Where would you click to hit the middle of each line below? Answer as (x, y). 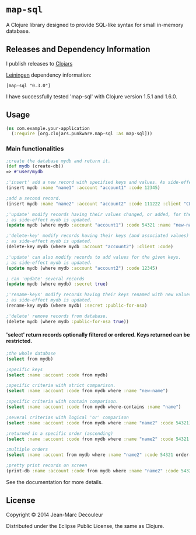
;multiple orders (27, 450)
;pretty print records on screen (47, 466)
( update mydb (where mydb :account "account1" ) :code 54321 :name (88, 225)
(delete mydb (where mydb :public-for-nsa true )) (68, 321)
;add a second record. (34, 198)
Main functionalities (35, 149)
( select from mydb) (30, 359)
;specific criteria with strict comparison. (61, 385)
